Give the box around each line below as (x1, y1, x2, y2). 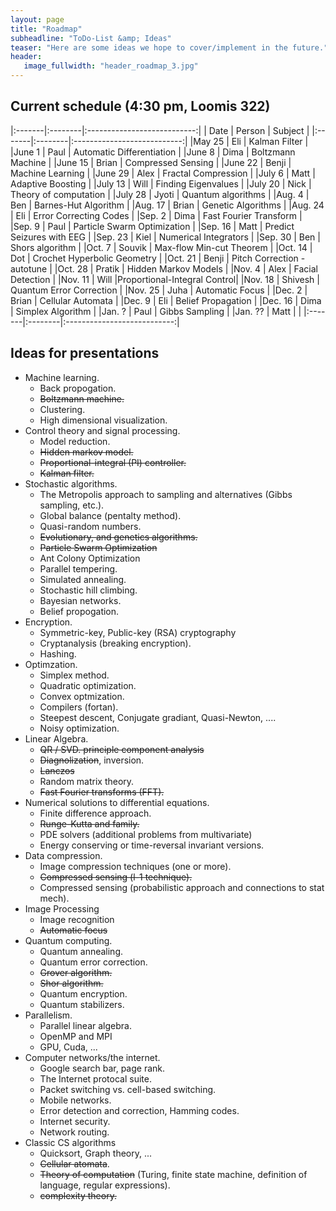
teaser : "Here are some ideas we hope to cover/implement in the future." (10, 42, 329, 53)
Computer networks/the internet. (24, 1051, 161, 1063)
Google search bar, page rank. (39, 1062, 166, 1074)
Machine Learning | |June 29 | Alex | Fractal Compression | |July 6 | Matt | (10, 167, 316, 179)
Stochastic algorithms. (24, 477, 118, 490)
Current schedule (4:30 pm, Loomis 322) (10, 98, 271, 115)
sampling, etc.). (39, 499, 105, 511)
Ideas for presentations (10, 345, 160, 362)
